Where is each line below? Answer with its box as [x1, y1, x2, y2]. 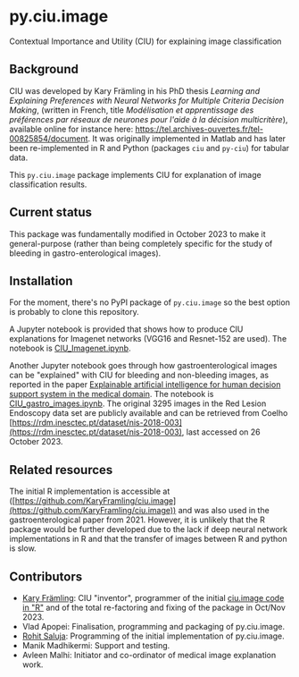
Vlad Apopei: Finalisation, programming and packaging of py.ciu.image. [21, 622, 286, 631]
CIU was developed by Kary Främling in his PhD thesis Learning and [9, 85, 261, 96]
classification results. [9, 179, 87, 190]
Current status [9, 205, 92, 220]
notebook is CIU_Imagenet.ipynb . [9, 343, 131, 354]
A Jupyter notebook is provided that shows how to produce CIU [9, 324, 244, 334]
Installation [9, 273, 73, 288]
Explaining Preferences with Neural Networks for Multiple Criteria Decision [9, 95, 285, 106]
